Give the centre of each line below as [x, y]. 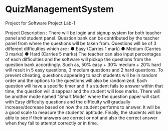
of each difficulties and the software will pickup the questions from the [78, 59]
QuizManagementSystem [60, 9]
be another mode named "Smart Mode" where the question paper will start [82, 96]
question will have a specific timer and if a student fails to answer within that [84, 85]
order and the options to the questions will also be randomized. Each [76, 80]
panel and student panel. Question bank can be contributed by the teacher [82, 38]
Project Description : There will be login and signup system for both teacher [83, 32]
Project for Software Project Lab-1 [40, 23]
